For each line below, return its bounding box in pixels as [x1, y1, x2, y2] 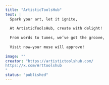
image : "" [5, 53, 26, 59]
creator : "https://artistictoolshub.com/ [5, 58, 94, 63]
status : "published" [5, 72, 49, 77]
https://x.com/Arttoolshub [5, 63, 62, 68]
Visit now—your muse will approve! [10, 44, 85, 49]
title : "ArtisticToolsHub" [5, 7, 62, 12]
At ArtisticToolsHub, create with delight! [10, 26, 102, 31]
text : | [5, 12, 22, 17]
